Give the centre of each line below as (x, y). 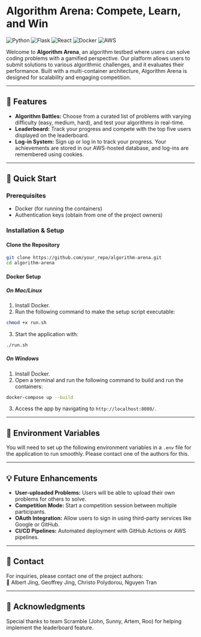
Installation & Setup (35, 230)
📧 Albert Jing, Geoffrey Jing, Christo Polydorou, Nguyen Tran (82, 582)
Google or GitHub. (37, 525)
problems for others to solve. (51, 499)
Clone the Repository (33, 245)
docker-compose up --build (40, 397)
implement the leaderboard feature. (50, 627)
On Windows (22, 359)
